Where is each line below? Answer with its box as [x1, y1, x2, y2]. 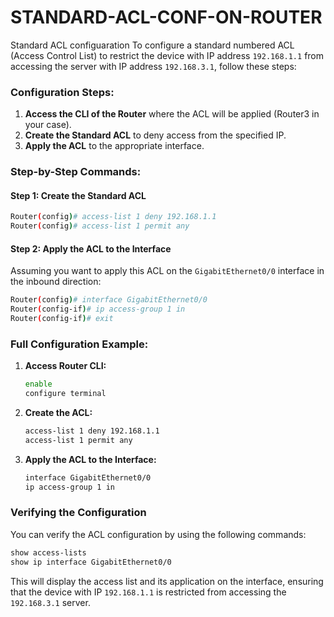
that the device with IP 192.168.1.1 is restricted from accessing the [10, 586, 287, 598]
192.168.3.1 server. [10, 596, 91, 608]
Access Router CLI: [24, 360, 107, 372]
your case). [24, 119, 72, 131]
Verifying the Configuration [10, 506, 147, 520]
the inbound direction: [10, 276, 102, 288]
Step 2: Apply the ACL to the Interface [10, 242, 172, 255]
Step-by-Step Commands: [10, 165, 142, 179]
